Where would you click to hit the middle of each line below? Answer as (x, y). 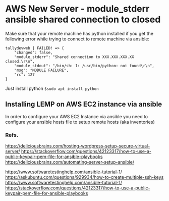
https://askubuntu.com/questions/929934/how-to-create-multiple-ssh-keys (84, 177)
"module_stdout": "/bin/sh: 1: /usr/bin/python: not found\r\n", (84, 66)
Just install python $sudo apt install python (52, 88)
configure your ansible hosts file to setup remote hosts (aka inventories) (80, 122)
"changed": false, (34, 53)
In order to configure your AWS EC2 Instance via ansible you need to (77, 116)
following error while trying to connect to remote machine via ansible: (77, 39)
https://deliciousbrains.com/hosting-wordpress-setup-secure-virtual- (78, 146)
